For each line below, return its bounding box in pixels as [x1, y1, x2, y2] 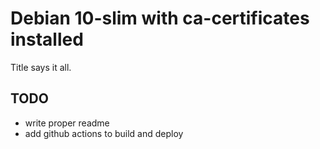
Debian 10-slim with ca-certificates [10, 7, 310, 30]
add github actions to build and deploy [24, 127, 184, 139]
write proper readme [24, 117, 110, 129]
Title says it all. [10, 61, 72, 73]
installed [10, 28, 84, 51]
